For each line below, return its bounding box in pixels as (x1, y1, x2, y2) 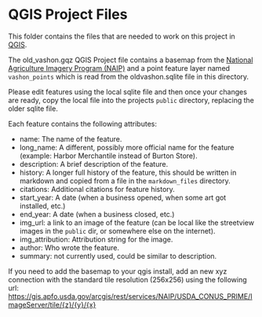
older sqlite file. (8, 104, 59, 113)
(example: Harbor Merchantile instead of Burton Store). (19, 151, 198, 160)
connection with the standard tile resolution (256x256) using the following (8, 275, 247, 284)
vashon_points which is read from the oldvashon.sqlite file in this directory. (8, 72, 249, 81)
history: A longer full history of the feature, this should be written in (19, 168, 237, 177)
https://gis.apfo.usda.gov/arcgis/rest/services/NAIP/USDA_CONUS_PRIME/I (8, 291, 253, 300)
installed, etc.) (19, 201, 66, 210)
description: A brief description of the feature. (19, 159, 169, 168)
